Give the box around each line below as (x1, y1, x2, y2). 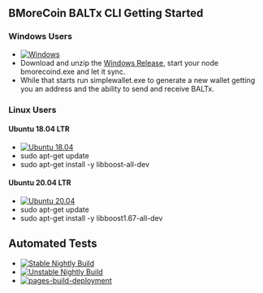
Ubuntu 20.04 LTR (8, 178, 71, 187)
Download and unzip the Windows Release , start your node (19, 58, 219, 67)
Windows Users (8, 31, 73, 42)
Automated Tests (8, 237, 97, 251)
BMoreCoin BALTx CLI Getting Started (8, 6, 204, 20)
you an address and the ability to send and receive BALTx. (19, 84, 215, 93)
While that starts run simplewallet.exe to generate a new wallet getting (19, 75, 256, 84)
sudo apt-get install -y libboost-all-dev (19, 159, 150, 169)
